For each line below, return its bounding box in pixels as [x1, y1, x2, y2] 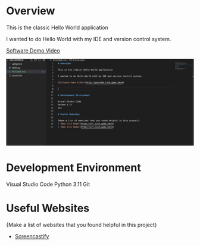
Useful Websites [6, 201, 90, 215]
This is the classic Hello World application [6, 24, 109, 31]
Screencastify [14, 232, 49, 239]
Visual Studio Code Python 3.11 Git [6, 180, 90, 188]
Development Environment [6, 161, 141, 174]
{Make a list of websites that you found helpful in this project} [6, 221, 157, 228]
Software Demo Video [6, 46, 61, 54]
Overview [6, 4, 55, 18]
